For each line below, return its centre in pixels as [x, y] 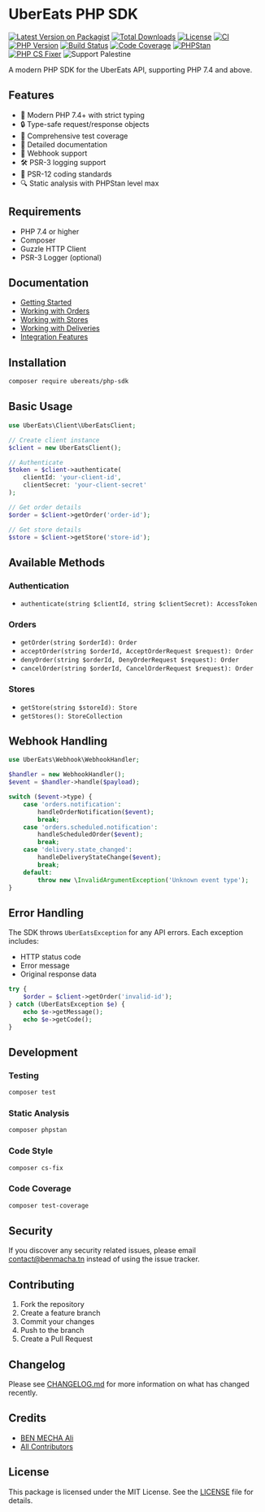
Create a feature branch [60, 1313]
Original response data [58, 974]
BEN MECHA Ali [47, 1438]
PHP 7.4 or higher [50, 231]
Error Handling [46, 913]
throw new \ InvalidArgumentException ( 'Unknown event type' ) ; [143, 880]
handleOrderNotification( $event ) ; [96, 812]
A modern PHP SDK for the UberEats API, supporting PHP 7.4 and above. [130, 69]
